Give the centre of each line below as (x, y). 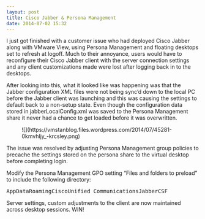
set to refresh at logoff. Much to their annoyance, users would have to (94, 54)
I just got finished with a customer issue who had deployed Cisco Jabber (98, 41)
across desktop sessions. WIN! (45, 210)
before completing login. (37, 161)
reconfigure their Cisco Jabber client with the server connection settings (98, 60)
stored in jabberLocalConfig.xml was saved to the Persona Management (97, 112)
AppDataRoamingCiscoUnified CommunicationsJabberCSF (87, 191)
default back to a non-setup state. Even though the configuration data (94, 105)
